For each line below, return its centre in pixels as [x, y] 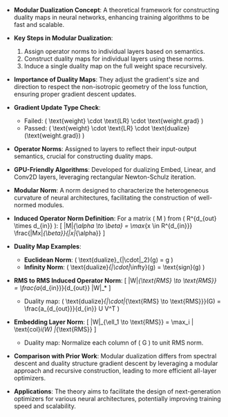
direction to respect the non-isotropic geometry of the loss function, [111, 87]
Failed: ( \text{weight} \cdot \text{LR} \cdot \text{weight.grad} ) [114, 121]
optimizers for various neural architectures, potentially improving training [117, 399]
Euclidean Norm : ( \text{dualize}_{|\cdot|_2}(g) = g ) [99, 260]
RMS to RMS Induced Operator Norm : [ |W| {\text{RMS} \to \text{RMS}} [115, 280]
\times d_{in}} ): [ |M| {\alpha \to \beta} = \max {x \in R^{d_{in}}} [103, 226]
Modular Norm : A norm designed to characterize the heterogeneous [111, 190]
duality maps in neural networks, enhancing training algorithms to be [111, 17]
